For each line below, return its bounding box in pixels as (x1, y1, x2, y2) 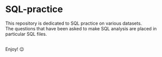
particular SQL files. (5, 31, 47, 37)
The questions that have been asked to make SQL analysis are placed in (5, 25, 157, 31)
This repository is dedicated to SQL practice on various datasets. (5, 20, 142, 26)
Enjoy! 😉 (5, 46, 25, 52)
